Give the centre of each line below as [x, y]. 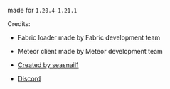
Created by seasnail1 [48, 65]
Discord [29, 78]
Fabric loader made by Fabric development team [89, 37]
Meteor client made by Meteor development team [90, 51]
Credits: [19, 24]
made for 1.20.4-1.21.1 [42, 10]
